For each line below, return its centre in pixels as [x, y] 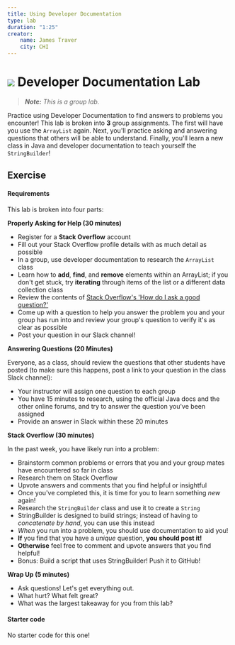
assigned [31, 414]
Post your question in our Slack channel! [76, 335]
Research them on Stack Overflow [68, 478]
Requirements [29, 193]
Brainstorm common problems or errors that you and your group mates [121, 463]
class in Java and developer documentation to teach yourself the [102, 145]
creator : [20, 34]
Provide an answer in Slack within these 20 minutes [93, 421]
